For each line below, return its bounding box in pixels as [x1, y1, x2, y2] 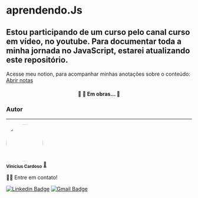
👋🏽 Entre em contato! [6, 174, 58, 181]
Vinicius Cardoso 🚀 [6, 161, 47, 169]
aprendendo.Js [6, 4, 82, 17]
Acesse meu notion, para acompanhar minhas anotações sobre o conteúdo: [6, 70, 190, 77]
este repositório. [6, 54, 68, 65]
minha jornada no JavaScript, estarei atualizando [6, 46, 190, 56]
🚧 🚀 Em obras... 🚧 [77, 90, 121, 98]
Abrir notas [6, 77, 34, 83]
